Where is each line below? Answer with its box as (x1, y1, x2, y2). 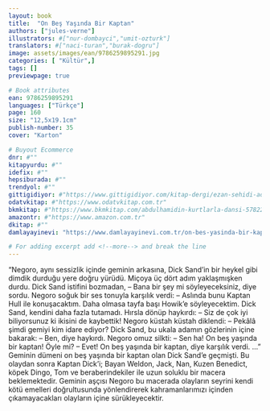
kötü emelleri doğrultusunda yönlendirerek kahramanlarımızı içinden (8, 384, 233, 395)
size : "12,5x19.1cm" (8, 116, 78, 125)
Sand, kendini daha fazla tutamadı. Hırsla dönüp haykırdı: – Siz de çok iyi (8, 308, 248, 318)
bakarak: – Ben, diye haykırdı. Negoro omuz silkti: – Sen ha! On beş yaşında (8, 334, 257, 343)
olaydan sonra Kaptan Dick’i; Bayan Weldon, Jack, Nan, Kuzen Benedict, (8, 359, 247, 369)
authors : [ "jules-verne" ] (8, 27, 95, 35)
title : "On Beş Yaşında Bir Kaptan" (8, 19, 135, 27)
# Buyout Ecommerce (8, 146, 74, 154)
